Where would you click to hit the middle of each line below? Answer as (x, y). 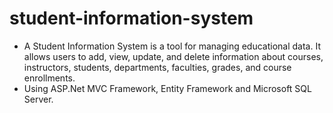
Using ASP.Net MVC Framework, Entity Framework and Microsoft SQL (167, 88)
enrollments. (49, 78)
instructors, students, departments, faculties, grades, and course (157, 67)
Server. (38, 99)
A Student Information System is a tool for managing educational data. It (172, 46)
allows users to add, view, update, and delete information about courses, (173, 56)
